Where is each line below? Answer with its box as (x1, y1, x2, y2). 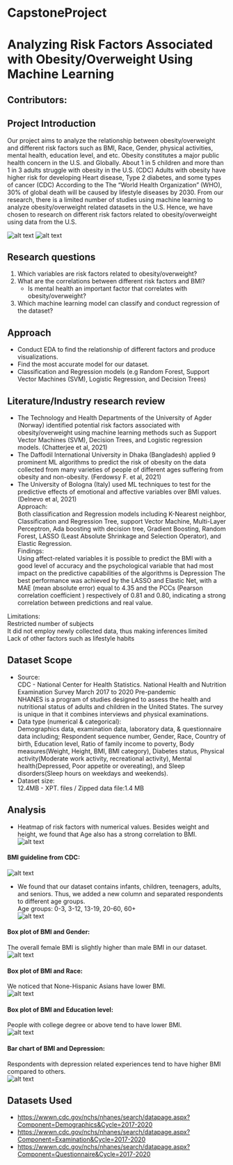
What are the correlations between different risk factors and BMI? (17, 277, 205, 286)
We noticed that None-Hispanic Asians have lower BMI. (7, 982, 166, 990)
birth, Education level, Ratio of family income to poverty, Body (17, 740, 195, 748)
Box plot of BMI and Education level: (7, 1005, 113, 1014)
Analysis (7, 804, 47, 816)
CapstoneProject (7, 5, 107, 21)
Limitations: (7, 612, 40, 620)
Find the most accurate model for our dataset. (17, 360, 150, 368)
